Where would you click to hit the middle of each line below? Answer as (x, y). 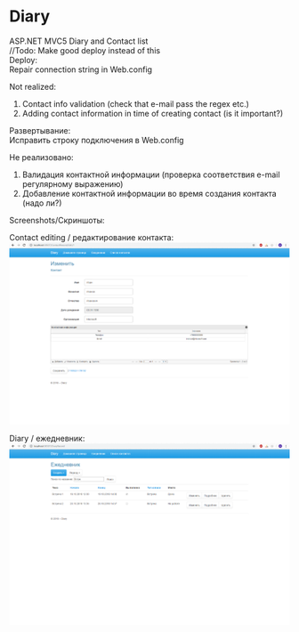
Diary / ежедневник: (47, 439)
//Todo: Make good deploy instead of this (85, 50)
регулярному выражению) (73, 183)
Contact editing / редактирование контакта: (92, 237)
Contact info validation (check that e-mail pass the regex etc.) (135, 103)
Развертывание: (40, 130)
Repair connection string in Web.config (81, 69)
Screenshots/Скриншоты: (57, 220)
